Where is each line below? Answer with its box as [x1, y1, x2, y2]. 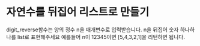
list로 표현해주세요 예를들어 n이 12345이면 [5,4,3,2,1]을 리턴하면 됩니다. [17, 33, 185, 40]
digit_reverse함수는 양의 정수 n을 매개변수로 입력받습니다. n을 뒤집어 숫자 [6, 26, 179, 33]
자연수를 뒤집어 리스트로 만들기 [6, 5, 150, 19]
